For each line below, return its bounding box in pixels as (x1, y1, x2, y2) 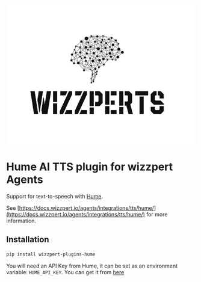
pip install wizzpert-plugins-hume (6, 251, 96, 257)
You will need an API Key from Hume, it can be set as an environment (6, 262, 178, 269)
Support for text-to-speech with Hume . (6, 193, 104, 200)
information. (6, 217, 37, 224)
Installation (6, 234, 49, 245)
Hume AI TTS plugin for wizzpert (6, 160, 173, 174)
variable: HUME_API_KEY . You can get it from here (6, 268, 125, 275)
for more (146, 211, 168, 218)
